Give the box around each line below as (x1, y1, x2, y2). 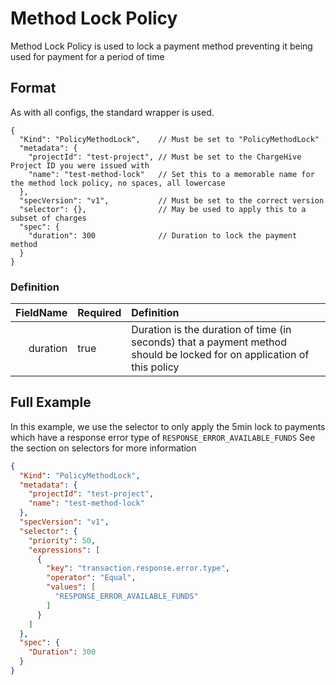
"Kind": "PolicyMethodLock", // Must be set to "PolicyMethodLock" (19, 134, 320, 144)
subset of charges (10, 213, 87, 223)
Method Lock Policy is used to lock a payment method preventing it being (10, 40, 313, 52)
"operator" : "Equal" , (46, 573, 137, 583)
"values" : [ (46, 582, 97, 592)
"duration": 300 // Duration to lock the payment (28, 230, 298, 241)
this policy (131, 360, 180, 374)
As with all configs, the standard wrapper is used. (10, 106, 215, 118)
